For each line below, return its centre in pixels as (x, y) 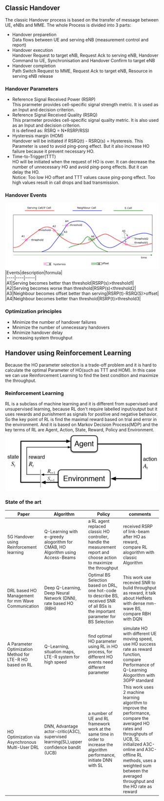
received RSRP (138, 526)
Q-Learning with (61, 532)
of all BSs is (100, 606)
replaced (97, 526)
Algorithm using (60, 553)
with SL (96, 765)
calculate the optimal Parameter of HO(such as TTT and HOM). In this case (81, 370)
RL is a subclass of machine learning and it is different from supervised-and (81, 403)
